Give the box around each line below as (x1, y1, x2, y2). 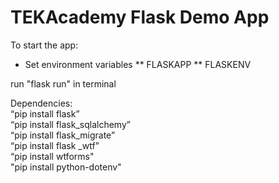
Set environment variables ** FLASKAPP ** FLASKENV (24, 58, 252, 70)
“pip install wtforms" (10, 150, 95, 162)
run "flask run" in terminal (10, 77, 117, 90)
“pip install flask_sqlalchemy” (10, 118, 131, 130)
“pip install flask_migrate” (10, 129, 116, 141)
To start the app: (10, 39, 79, 51)
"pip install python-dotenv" (10, 161, 122, 173)
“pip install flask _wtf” (10, 139, 100, 151)
